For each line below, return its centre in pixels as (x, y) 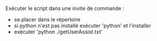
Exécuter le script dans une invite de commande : (65, 8)
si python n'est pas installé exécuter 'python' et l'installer (82, 26)
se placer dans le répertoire (47, 19)
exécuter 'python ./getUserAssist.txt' (58, 32)
